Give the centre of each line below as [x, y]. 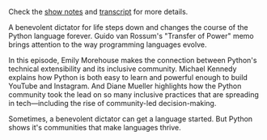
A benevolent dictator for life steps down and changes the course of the [128, 27]
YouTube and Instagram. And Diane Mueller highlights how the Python [125, 86]
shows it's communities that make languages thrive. [95, 127]
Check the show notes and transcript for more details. [98, 12]
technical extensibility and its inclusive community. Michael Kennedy [123, 69]
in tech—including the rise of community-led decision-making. [112, 103]
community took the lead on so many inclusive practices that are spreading [133, 95]
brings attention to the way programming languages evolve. [108, 45]
